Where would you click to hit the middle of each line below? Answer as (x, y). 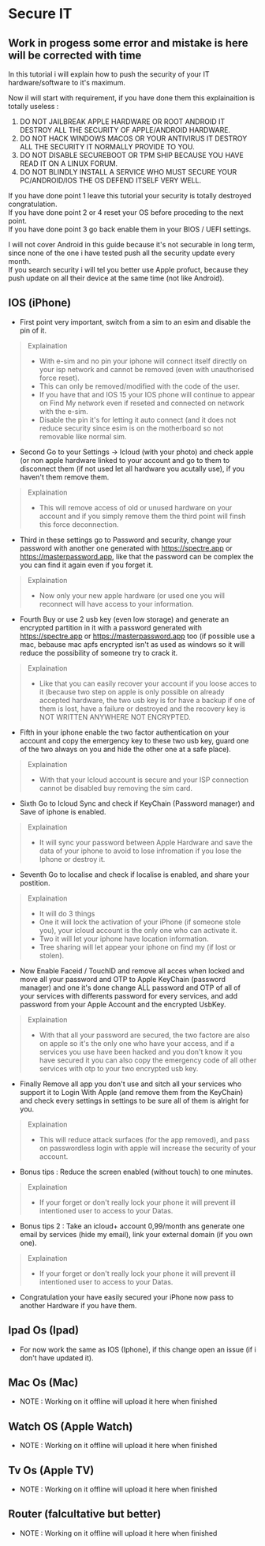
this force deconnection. (79, 524)
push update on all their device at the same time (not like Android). (116, 278)
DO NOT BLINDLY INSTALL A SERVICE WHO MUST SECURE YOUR (128, 172)
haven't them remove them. (64, 477)
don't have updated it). (56, 1358)
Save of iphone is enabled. (63, 811)
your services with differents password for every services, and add (129, 995)
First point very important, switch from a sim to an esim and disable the (135, 322)
